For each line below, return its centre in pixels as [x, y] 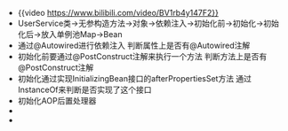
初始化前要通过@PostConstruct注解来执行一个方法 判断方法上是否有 [142, 56]
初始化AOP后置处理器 [57, 100]
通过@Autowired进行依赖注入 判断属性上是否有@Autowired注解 [134, 45]
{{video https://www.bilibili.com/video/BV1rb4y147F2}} [118, 13]
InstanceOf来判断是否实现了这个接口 [85, 89]
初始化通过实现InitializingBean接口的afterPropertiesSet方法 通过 [134, 78]
